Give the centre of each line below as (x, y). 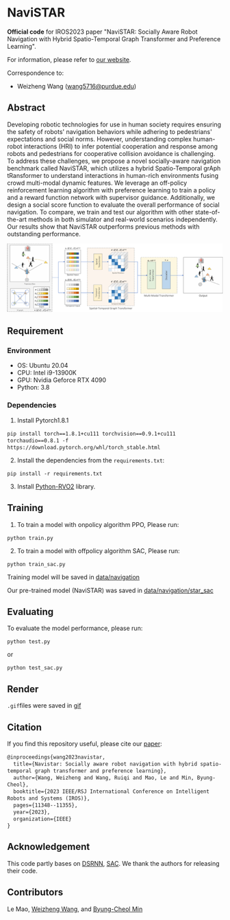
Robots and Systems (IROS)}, (49, 798)
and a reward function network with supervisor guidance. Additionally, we (111, 197)
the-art (17, 219)
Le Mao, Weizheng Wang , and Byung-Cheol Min (75, 909)
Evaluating (30, 612)
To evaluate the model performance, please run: (75, 628)
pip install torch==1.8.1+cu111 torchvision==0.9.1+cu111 (91, 434)
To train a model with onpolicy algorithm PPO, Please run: (98, 524)
